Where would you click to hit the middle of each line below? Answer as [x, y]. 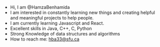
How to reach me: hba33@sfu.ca [45, 39]
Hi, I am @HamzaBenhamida [40, 7]
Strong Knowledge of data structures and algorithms [65, 34]
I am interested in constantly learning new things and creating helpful [83, 12]
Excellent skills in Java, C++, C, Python [51, 28]
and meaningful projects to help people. [52, 18]
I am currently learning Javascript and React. [57, 23]
